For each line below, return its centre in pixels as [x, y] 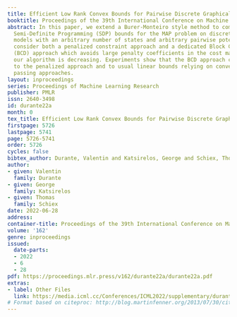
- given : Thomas [31, 198]
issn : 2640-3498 [31, 100]
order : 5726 [25, 145]
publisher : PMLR [31, 92]
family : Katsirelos [42, 191]
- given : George [31, 184]
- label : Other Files [39, 289]
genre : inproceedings [39, 237]
